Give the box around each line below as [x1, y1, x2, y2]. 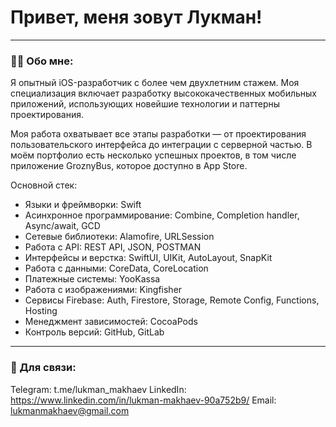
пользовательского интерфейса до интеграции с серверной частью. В [10, 139, 313, 151]
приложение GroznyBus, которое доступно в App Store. [10, 160, 248, 172]
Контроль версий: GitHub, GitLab [24, 326, 165, 338]
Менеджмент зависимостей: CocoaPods [24, 316, 198, 328]
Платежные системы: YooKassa [24, 273, 161, 285]
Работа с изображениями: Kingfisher [24, 284, 183, 296]
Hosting [24, 305, 58, 317]
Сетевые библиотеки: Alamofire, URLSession [24, 231, 215, 243]
